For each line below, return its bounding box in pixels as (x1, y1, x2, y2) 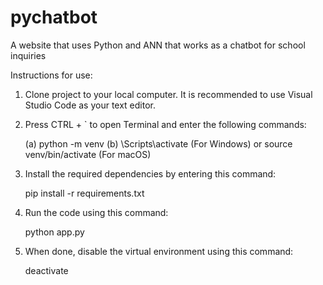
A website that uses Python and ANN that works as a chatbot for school (10, 39, 306, 51)
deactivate (24, 264, 69, 276)
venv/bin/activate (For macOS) (24, 148, 152, 160)
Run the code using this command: (24, 206, 169, 218)
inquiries (10, 49, 47, 61)
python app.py (24, 226, 85, 238)
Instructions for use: (10, 69, 93, 81)
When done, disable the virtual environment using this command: (24, 245, 294, 257)
